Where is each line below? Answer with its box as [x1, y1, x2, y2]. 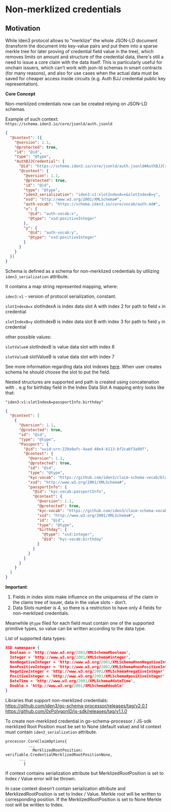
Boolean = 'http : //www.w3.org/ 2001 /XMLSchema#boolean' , [10, 650, 131, 655]
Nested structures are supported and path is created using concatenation [5, 379, 159, 385]
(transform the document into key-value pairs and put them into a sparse [5, 43, 158, 49]
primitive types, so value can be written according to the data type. [5, 625, 146, 632]
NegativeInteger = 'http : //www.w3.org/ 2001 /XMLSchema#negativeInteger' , [10, 669, 167, 674]
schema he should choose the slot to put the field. [5, 369, 110, 375]
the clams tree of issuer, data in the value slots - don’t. [12, 599, 127, 605]
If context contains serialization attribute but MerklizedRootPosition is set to [5, 770, 164, 776]
